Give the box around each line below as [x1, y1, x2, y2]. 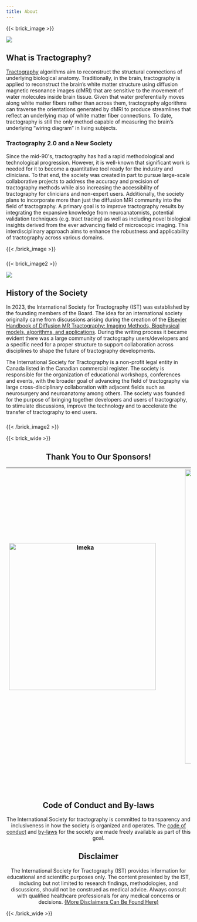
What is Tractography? [6, 53, 92, 63]
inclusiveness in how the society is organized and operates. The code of [11, 822, 186, 829]
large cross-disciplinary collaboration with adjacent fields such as [6, 383, 165, 391]
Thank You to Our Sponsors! [46, 452, 151, 462]
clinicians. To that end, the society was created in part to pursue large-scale [6, 171, 190, 178]
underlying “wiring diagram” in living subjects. [6, 125, 117, 132]
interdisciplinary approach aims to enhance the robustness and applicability [6, 228, 189, 235]
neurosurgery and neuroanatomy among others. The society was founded [6, 390, 185, 397]
